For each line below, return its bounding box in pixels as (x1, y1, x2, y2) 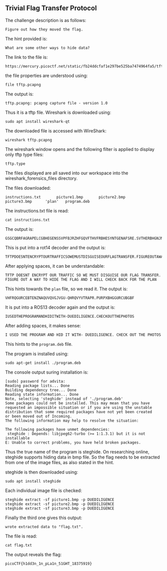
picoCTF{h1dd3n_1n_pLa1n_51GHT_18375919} (5, 561, 92, 566)
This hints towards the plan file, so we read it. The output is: (5, 286, 128, 292)
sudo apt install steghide (5, 479, 61, 484)
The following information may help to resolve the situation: (5, 418, 139, 423)
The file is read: (5, 533, 37, 539)
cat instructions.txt (5, 217, 50, 222)
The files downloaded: (5, 185, 51, 191)
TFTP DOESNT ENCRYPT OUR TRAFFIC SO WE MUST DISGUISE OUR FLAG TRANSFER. (5, 272, 162, 278)
